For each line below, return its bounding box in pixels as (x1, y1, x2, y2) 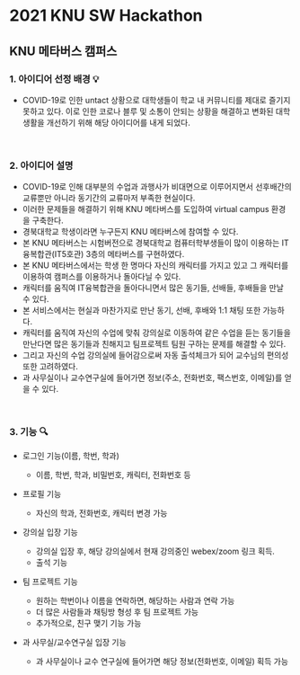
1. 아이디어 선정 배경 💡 (9, 73, 100, 85)
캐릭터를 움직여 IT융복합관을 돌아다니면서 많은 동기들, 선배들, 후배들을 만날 (22, 282, 285, 293)
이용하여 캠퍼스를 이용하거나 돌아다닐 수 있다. (22, 271, 181, 282)
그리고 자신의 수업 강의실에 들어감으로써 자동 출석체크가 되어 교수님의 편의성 (22, 350, 289, 360)
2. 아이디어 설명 (9, 159, 74, 172)
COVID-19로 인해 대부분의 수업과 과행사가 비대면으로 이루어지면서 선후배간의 (22, 182, 292, 192)
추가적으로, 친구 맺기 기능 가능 (35, 617, 142, 629)
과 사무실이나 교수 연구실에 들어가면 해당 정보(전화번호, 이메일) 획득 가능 (35, 656, 289, 667)
